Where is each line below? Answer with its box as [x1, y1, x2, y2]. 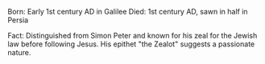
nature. [7, 48, 31, 57]
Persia [7, 15, 29, 25]
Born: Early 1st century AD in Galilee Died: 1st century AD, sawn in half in [7, 7, 248, 16]
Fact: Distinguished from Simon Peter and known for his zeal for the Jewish [7, 31, 258, 40]
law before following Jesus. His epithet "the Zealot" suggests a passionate [7, 39, 255, 49]
